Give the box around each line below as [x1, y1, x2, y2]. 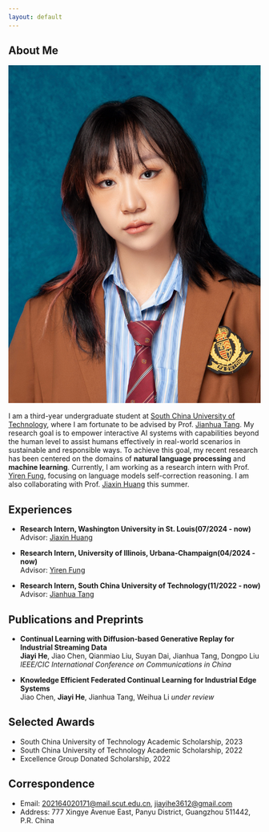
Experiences [8, 503, 73, 516]
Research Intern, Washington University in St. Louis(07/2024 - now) [19, 524, 251, 534]
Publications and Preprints [8, 613, 144, 626]
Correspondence [8, 777, 95, 791]
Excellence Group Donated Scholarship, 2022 [19, 753, 171, 763]
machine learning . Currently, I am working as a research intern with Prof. [8, 463, 250, 472]
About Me [8, 44, 58, 58]
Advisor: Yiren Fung [19, 565, 86, 575]
